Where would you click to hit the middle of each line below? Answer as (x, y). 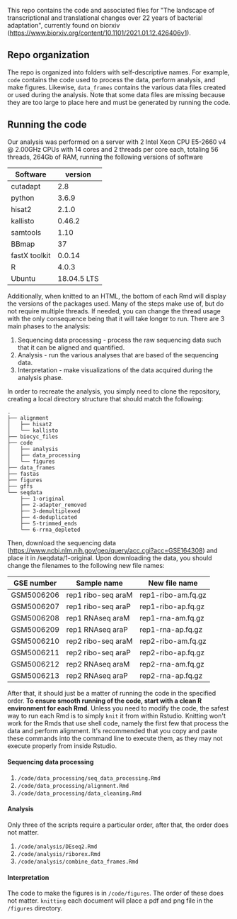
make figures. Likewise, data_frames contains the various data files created (117, 87)
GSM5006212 (35, 664)
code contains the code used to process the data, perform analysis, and (111, 79)
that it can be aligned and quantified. (71, 347)
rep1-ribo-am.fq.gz (173, 595)
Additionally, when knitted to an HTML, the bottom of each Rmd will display (117, 296)
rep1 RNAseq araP (97, 629)
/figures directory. (35, 908)
